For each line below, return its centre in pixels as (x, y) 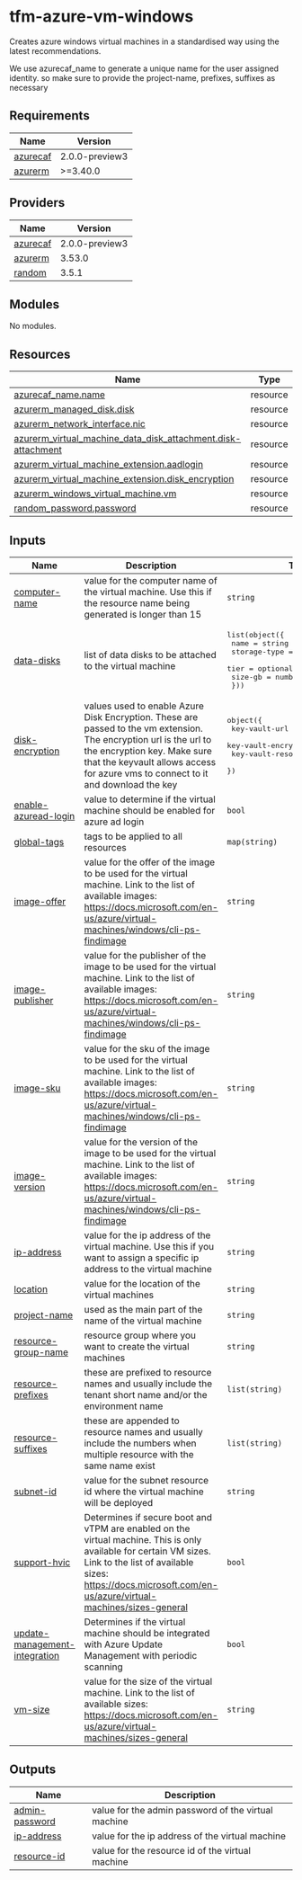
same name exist (120, 1466)
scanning (103, 1667)
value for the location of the (142, 1283)
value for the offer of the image (150, 862)
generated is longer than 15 (143, 615)
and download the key (131, 784)
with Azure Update (124, 1644)
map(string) (253, 842)
